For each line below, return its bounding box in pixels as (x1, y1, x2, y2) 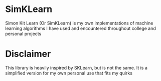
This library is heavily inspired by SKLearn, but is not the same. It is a (5, 64, 148, 70)
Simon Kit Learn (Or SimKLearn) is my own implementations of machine (5, 20, 153, 26)
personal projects (5, 30, 42, 36)
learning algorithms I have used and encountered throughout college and (5, 25, 156, 31)
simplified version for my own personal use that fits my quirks (5, 70, 133, 76)
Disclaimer (5, 48, 51, 59)
